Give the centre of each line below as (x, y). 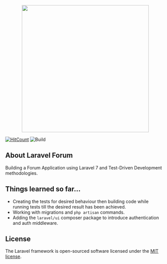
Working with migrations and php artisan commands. (69, 212)
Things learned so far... (43, 189)
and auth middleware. (35, 223)
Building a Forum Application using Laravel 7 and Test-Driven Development (84, 167)
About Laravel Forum (39, 155)
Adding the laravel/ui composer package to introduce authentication (86, 217)
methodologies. (22, 173)
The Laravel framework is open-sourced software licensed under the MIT (82, 251)
